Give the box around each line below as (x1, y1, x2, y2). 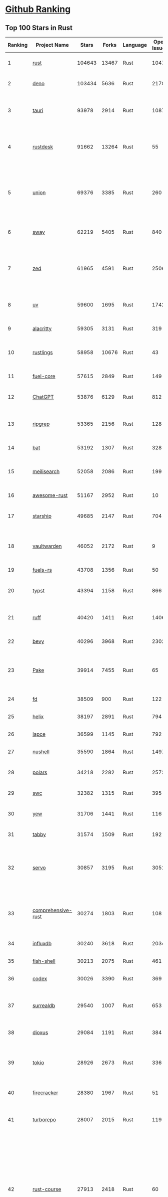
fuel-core (32, 373, 56, 380)
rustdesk (32, 143, 53, 150)
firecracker (32, 1089, 58, 1096)
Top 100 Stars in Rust (5, 24, 72, 32)
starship (32, 512, 51, 520)
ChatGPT (32, 394, 54, 400)
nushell (32, 748, 50, 755)
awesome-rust (32, 492, 68, 498)
